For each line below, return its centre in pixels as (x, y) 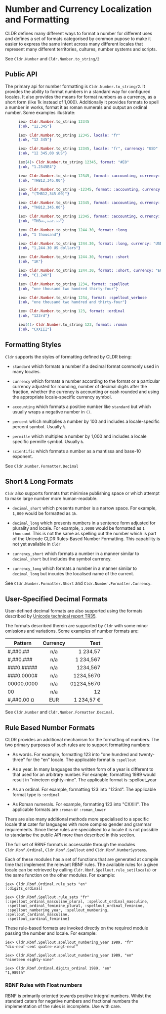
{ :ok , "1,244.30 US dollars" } (49, 248)
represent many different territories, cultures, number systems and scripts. (81, 49)
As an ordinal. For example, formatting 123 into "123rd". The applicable (84, 789)
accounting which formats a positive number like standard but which (82, 406)
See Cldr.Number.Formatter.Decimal (42, 466)
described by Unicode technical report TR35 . (51, 616)
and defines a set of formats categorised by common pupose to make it (78, 39)
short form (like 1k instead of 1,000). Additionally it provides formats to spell (82, 102)
